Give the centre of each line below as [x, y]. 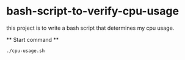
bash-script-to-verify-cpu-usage [92, 11]
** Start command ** [33, 39]
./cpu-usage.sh [26, 51]
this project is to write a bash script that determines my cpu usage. [90, 28]
